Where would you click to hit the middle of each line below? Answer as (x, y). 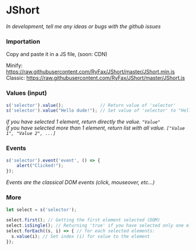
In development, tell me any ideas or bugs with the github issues (83, 26)
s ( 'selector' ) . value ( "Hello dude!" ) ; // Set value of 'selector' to (91, 111)
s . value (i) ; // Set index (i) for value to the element (80, 237)
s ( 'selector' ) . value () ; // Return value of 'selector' (91, 105)
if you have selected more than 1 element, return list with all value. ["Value (96, 128)
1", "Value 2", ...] (31, 134)
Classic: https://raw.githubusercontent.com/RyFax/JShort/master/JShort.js (96, 78)
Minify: (14, 65)
